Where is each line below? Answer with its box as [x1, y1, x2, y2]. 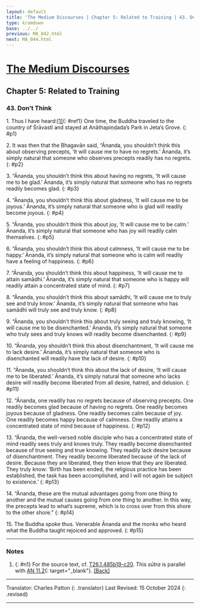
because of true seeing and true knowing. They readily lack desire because [6, 446, 192, 454]
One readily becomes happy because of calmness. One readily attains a [6, 416, 183, 423]
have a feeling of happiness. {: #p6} [6, 257, 94, 264]
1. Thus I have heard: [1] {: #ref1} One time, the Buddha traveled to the [6, 117, 174, 124]
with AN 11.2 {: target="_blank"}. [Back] [14, 567, 110, 574]
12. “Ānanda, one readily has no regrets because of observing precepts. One [6, 396, 194, 404]
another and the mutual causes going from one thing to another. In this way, [6, 496, 192, 503]
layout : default [6, 8, 46, 15]
